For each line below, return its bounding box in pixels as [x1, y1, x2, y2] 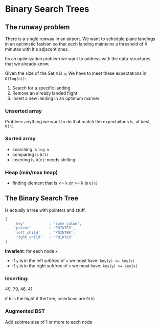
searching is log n [12, 146, 49, 152]
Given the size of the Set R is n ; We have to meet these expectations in [5, 70, 147, 76]
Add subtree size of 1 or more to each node [5, 319, 92, 325]
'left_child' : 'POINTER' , [14, 230, 76, 235]
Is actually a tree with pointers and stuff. [5, 207, 86, 213]
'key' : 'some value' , [14, 221, 82, 226]
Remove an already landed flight [12, 90, 77, 96]
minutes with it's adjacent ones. [5, 46, 69, 52]
